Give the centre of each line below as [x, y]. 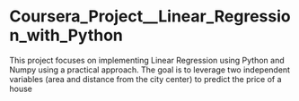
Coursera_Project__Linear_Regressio [150, 17]
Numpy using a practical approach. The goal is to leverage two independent [149, 70]
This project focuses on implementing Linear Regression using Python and [147, 60]
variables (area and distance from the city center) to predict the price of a [145, 79]
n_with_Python [66, 35]
